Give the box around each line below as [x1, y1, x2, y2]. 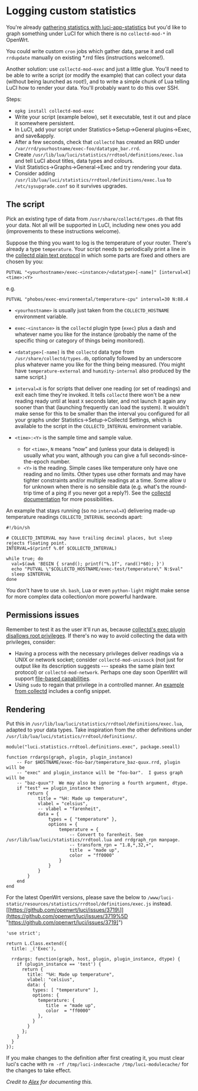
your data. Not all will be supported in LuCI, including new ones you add [6, 221, 181, 228]
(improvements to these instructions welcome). [6, 227, 121, 234]
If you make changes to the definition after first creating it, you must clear [6, 1054, 184, 1061]
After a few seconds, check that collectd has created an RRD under [14, 138, 180, 145]
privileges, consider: [6, 638, 56, 645]
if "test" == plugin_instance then [16, 785, 104, 792]
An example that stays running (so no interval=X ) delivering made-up [6, 507, 176, 514]
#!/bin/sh [6, 524, 31, 531]
